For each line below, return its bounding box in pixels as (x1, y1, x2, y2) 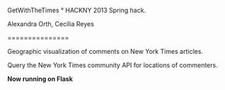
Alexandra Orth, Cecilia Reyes (7, 20, 94, 28)
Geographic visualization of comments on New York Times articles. (7, 47, 204, 55)
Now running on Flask (7, 74, 73, 83)
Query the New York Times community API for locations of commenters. (7, 61, 218, 69)
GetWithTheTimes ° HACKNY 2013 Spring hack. (7, 6, 146, 14)
